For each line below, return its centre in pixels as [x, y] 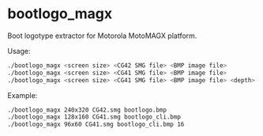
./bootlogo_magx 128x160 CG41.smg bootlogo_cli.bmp [94, 117]
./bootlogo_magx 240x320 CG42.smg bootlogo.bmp [87, 110]
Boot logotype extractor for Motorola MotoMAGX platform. [102, 36]
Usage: [19, 51]
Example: [23, 95]
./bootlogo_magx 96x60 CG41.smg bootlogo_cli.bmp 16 [96, 125]
